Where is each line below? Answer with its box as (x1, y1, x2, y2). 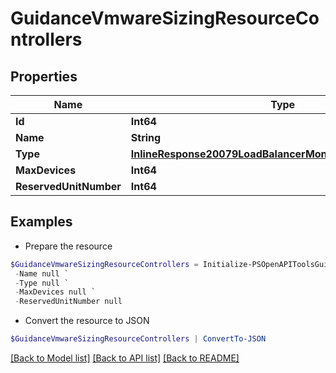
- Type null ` (14, 278, 70, 288)
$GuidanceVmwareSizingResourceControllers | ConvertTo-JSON (10, 334, 267, 344)
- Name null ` (14, 268, 70, 279)
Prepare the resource (24, 240, 113, 252)
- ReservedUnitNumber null (14, 297, 123, 307)
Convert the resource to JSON (24, 315, 150, 327)
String (130, 131, 162, 144)
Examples (10, 213, 73, 231)
